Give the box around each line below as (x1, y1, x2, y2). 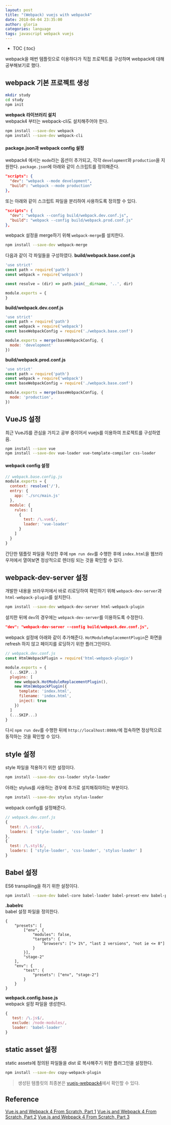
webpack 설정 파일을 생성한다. (5, 1000, 67, 1007)
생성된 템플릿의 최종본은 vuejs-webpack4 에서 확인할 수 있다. (17, 1080, 140, 1086)
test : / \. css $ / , (10, 824, 44, 830)
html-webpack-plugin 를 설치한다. (5, 594, 72, 601)
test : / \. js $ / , (12, 1016, 44, 1021)
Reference (5, 1095, 39, 1104)
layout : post (5, 7, 33, 13)
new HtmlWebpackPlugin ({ (14, 684, 67, 689)
